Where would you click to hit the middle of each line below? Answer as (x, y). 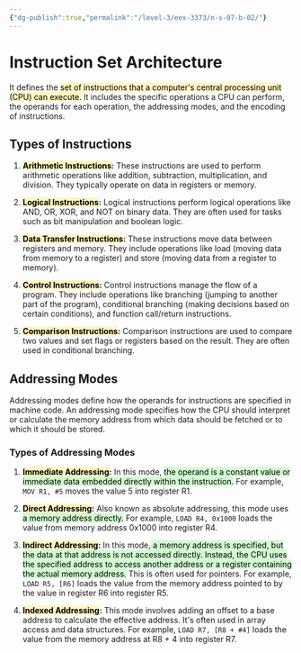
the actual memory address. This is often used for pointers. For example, (157, 574)
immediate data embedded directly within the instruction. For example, (153, 482)
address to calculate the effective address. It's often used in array (144, 620)
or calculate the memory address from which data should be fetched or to (146, 420)
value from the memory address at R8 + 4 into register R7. (129, 639)
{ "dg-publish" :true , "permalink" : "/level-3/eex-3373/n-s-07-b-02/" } (138, 18)
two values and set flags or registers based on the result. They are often (156, 341)
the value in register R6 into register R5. (95, 593)
